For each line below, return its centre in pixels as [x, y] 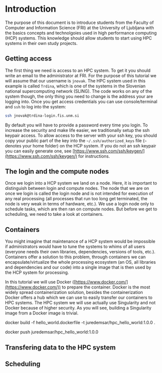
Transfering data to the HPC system [60, 347]
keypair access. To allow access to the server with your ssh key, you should [81, 135]
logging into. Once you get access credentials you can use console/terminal [81, 102]
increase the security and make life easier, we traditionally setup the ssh [77, 130]
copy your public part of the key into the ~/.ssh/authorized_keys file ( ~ [76, 141]
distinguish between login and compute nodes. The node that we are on [77, 188]
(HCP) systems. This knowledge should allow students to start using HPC [79, 38]
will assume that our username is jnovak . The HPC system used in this [75, 81]
